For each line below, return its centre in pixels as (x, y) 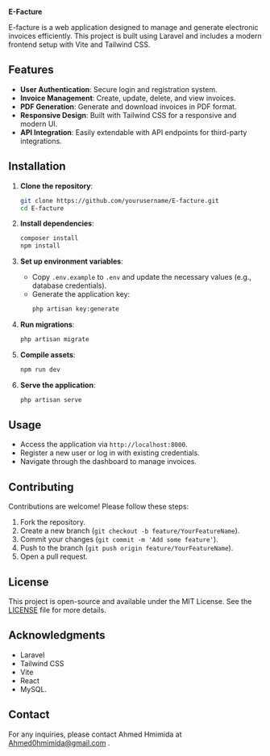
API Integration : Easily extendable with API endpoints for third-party (133, 132)
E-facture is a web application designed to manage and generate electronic (134, 27)
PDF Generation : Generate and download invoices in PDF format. (128, 106)
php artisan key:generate (75, 309)
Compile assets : (48, 354)
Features (31, 70)
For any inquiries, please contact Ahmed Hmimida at (95, 734)
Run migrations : (47, 324)
